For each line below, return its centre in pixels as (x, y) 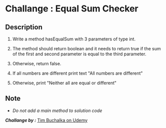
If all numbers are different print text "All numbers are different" (77, 73)
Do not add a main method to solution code (57, 111)
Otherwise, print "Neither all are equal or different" (64, 83)
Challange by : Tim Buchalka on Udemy (46, 120)
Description (24, 27)
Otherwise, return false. (37, 64)
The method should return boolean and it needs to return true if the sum (86, 49)
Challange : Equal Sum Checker (72, 9)
